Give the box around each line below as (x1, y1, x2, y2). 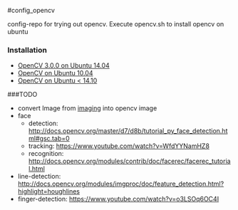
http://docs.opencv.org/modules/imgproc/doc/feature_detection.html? (17, 179, 224, 188)
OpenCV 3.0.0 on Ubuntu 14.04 (17, 61, 110, 70)
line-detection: (17, 172, 61, 181)
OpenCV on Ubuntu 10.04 (17, 69, 93, 78)
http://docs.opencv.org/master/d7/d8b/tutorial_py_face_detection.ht (28, 127, 228, 135)
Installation (7, 45, 48, 55)
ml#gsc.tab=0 (28, 135, 70, 143)
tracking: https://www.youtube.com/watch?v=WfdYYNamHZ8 (28, 142, 210, 150)
